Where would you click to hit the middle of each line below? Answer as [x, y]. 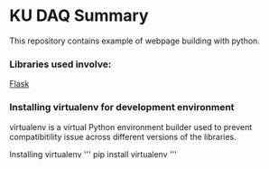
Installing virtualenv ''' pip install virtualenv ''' [93, 154]
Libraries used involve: [60, 64]
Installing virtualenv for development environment [122, 108]
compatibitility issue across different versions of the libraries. [123, 136]
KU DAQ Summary [79, 16]
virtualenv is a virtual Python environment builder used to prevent [131, 127]
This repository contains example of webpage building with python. [134, 41]
